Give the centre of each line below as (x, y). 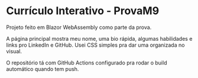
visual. (14, 51)
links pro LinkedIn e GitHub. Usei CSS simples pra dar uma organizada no (95, 45)
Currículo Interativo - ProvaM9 (83, 11)
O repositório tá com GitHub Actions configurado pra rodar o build (87, 63)
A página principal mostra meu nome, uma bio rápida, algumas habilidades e (99, 38)
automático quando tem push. (43, 69)
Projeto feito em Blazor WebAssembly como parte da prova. (79, 27)
